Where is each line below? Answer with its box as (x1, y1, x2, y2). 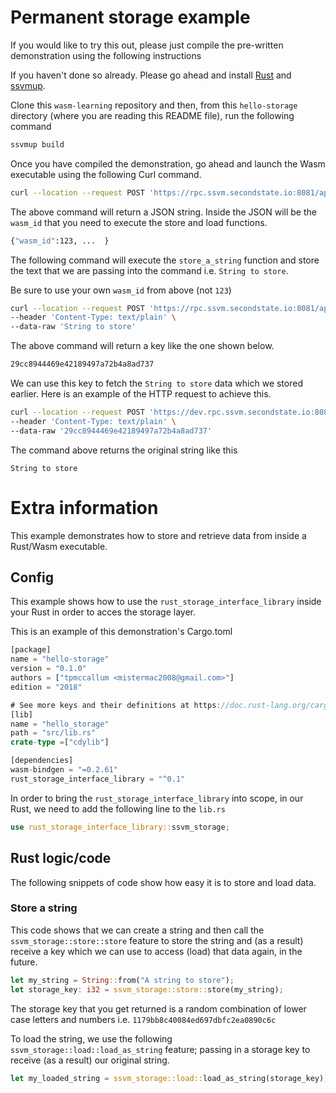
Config (10, 569, 54, 586)
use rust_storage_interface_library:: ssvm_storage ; (10, 822, 230, 832)
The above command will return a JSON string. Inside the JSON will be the (10, 206, 317, 218)
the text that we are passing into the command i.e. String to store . (10, 264, 289, 276)
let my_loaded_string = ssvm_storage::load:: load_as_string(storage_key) (10, 1073, 325, 1083)
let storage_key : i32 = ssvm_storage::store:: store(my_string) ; (10, 984, 284, 995)
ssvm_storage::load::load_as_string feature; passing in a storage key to (10, 1043, 311, 1055)
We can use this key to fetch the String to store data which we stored (10, 377, 303, 390)
